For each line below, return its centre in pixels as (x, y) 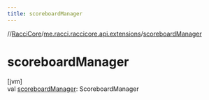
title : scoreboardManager (45, 14)
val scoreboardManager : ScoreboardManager (73, 89)
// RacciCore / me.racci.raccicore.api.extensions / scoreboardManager (104, 34)
